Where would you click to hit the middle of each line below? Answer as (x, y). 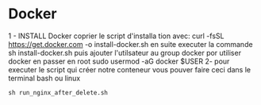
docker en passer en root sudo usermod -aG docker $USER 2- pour (119, 61)
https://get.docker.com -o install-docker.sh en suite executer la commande (130, 44)
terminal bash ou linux (44, 78)
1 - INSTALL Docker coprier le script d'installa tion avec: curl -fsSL (116, 36)
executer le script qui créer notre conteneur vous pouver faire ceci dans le (130, 69)
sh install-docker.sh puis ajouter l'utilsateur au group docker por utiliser (125, 52)
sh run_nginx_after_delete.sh (58, 92)
